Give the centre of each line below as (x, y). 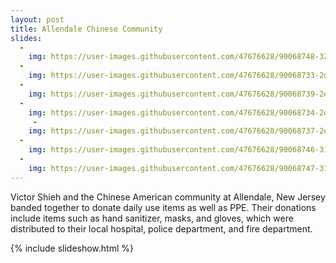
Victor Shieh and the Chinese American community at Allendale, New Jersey (168, 197)
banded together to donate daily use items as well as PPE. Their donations (163, 207)
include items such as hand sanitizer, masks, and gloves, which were (152, 218)
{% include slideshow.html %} (72, 248)
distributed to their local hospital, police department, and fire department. (161, 228)
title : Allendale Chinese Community (86, 29)
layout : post (37, 19)
